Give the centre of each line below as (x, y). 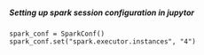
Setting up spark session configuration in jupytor (102, 12)
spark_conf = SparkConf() (57, 34)
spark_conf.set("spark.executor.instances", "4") (103, 41)
